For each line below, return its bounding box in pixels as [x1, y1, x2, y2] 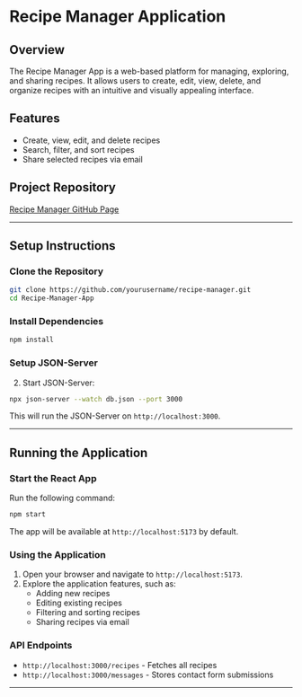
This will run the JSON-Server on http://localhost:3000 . [9, 410, 221, 421]
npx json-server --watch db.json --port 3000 [9, 394, 182, 403]
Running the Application [9, 445, 148, 460]
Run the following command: [9, 492, 115, 504]
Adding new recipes [35, 588, 111, 599]
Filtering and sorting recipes [35, 607, 141, 618]
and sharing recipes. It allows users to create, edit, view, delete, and [9, 75, 262, 86]
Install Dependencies [9, 314, 104, 327]
